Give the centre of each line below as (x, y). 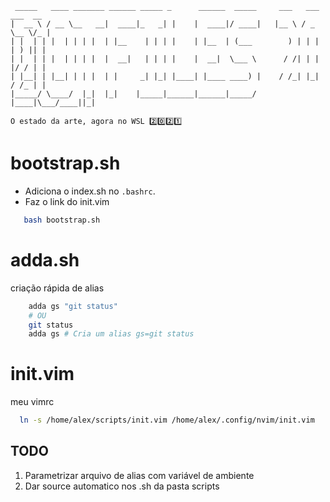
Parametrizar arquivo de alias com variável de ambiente (139, 475)
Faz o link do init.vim (67, 201)
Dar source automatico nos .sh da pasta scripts (122, 486)
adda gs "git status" (73, 306)
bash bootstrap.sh (62, 220)
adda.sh (45, 260)
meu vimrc (32, 402)
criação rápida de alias (57, 288)
